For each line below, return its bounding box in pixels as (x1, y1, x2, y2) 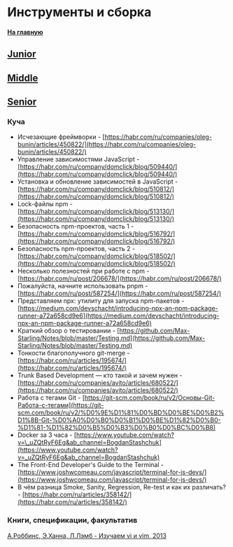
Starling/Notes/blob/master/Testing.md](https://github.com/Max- (17, 334, 206, 342)
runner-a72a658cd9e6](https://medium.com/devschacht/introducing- (17, 311, 220, 320)
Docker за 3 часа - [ (17, 431, 77, 439)
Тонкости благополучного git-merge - (17, 349, 131, 358)
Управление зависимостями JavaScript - (17, 155, 140, 163)
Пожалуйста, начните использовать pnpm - (17, 282, 148, 290)
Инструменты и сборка (7, 4, 152, 20)
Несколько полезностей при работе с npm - (17, 267, 150, 276)
